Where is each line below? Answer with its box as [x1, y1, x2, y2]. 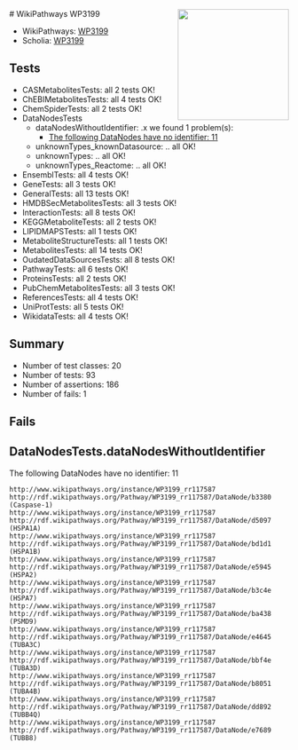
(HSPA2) [9, 570, 38, 580]
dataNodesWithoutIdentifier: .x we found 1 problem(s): [35, 122, 233, 132]
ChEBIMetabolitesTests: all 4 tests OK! [21, 93, 162, 105]
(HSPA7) [9, 594, 38, 603]
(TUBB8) [9, 733, 38, 742]
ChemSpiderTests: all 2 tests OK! [21, 103, 143, 114]
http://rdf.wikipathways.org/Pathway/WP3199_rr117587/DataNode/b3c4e [9, 586, 272, 595]
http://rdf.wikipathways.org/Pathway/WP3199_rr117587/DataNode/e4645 [9, 632, 272, 642]
